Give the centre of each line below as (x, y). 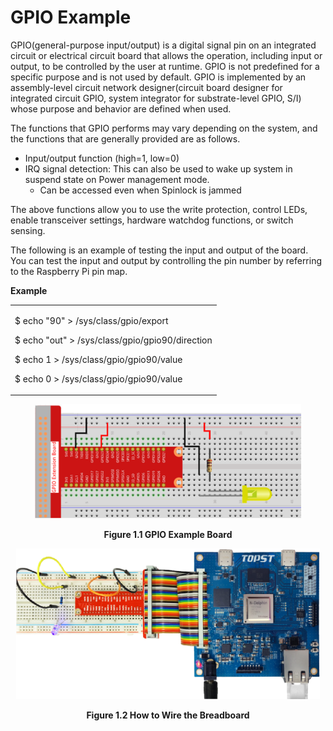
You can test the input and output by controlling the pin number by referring (166, 260)
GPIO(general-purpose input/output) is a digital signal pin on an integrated (163, 45)
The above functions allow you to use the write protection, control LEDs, (159, 209)
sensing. (28, 230)
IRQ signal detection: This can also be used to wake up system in (158, 168)
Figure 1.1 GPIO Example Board (168, 535)
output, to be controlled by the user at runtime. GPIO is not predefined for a (165, 66)
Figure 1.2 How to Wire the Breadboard (168, 715)
